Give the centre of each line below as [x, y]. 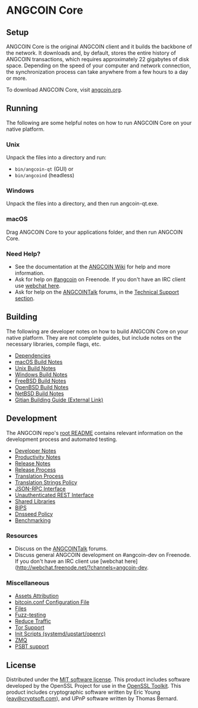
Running [22, 109]
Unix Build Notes [35, 368]
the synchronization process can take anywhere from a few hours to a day [97, 72]
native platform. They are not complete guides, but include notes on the [94, 337]
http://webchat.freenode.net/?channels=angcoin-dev [82, 567]
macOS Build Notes [39, 362]
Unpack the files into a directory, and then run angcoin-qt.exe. [82, 203]
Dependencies [33, 355]
